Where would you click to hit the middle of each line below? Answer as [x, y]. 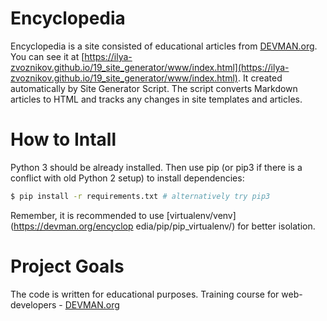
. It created [260, 78]
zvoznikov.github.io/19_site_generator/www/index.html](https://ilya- [150, 67]
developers [33, 304]
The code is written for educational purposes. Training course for [145, 294]
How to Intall [63, 139]
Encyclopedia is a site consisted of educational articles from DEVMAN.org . [164, 46]
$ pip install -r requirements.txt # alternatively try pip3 [140, 196]
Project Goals [67, 266]
